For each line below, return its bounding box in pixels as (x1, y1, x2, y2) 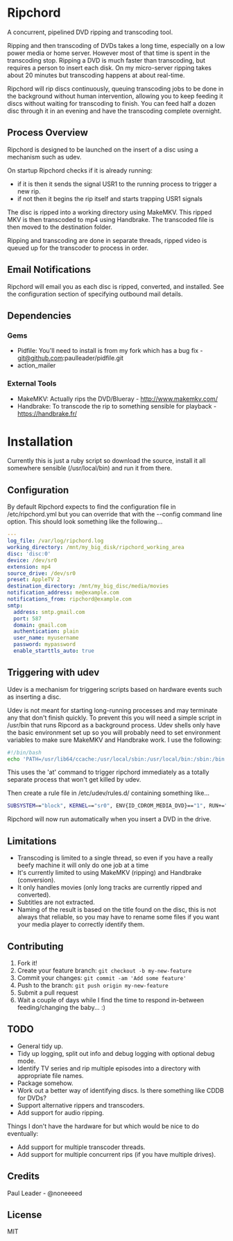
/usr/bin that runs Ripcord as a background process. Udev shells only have (7, 720, 221, 729)
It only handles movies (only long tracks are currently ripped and (17, 883, 202, 892)
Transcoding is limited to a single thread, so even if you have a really (17, 854, 214, 862)
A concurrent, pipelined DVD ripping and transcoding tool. (7, 28, 173, 36)
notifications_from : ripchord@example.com (7, 596, 132, 603)
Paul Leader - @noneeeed (7, 1189, 83, 1197)
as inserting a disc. (7, 693, 61, 701)
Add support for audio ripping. (17, 1108, 104, 1116)
